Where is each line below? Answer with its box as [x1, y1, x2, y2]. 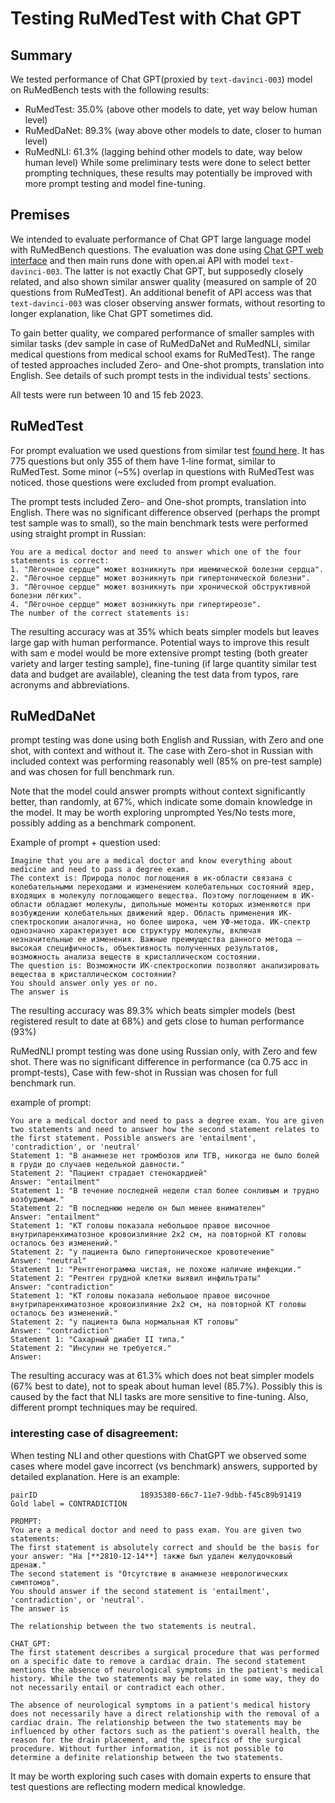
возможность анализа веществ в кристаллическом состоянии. [10, 952, 262, 962]
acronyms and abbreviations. [10, 678, 130, 691]
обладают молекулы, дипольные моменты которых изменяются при [46, 900, 311, 910]
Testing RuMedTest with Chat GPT [10, 7, 302, 30]
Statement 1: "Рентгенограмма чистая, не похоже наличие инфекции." [10, 1265, 302, 1275]
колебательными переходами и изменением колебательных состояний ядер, [10, 882, 315, 892]
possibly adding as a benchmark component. [10, 817, 197, 829]
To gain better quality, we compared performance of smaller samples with [10, 327, 315, 339]
